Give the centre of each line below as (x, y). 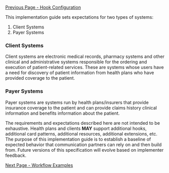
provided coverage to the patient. (40, 78)
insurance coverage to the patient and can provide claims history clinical (81, 108)
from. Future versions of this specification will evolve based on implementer (84, 150)
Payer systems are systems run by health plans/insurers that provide (77, 102)
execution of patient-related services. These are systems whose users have (84, 67)
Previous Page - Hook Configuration (43, 7)
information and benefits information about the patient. (63, 113)
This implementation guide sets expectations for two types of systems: (79, 17)
